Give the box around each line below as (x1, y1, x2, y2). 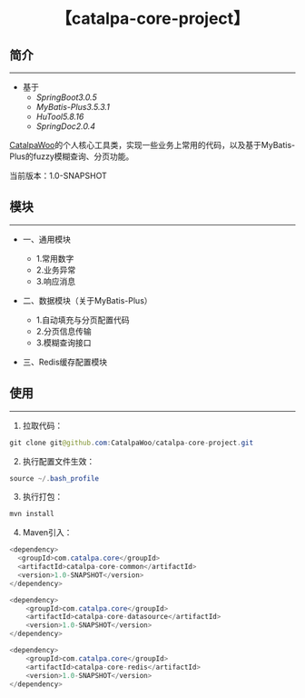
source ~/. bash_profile (9, 474, 100, 483)
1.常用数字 (35, 253, 74, 264)
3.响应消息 (35, 275, 75, 286)
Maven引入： (22, 527, 73, 538)
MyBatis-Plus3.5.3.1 (35, 102, 111, 112)
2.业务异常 (35, 264, 76, 275)
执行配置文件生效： (22, 455, 95, 466)
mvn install (9, 510, 54, 519)
